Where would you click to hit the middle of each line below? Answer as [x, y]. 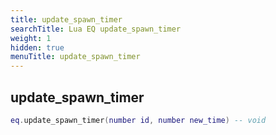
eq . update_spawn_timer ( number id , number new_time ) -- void [138, 120]
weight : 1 [31, 38]
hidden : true [37, 47]
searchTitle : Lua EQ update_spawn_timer [96, 29]
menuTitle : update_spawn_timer [75, 57]
